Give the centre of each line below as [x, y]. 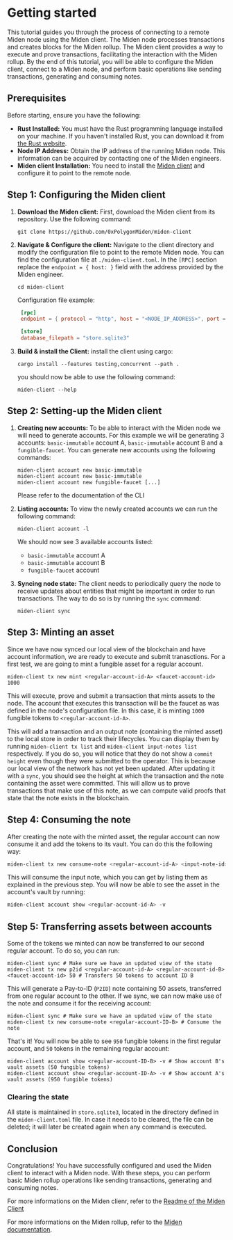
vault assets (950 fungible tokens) [60, 1080]
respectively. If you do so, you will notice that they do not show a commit [110, 754]
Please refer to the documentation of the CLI [81, 495]
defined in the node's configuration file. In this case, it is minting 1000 [106, 710]
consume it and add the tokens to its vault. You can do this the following [110, 844]
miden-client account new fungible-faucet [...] [89, 482]
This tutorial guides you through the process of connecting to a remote [108, 32]
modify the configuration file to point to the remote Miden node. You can [120, 252]
